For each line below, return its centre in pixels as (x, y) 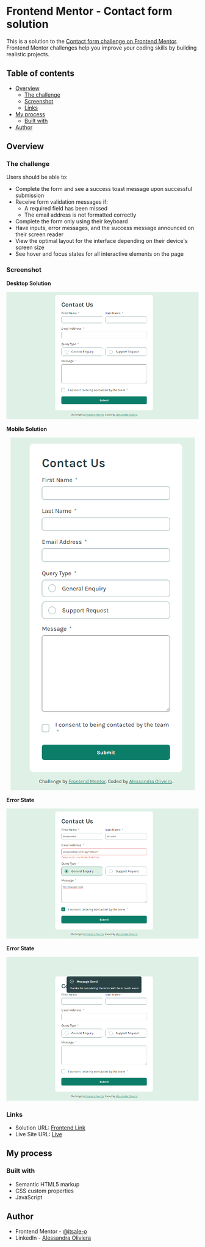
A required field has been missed (66, 209)
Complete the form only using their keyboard (71, 221)
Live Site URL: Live (39, 1134)
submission (30, 195)
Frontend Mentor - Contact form (89, 11)
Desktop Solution (29, 283)
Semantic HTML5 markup (47, 1184)
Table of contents (40, 74)
